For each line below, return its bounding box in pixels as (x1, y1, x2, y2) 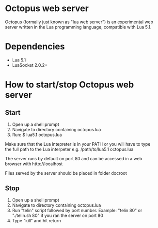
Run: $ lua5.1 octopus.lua (12, 132, 62, 137)
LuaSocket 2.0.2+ (12, 62, 47, 68)
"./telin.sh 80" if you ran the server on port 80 (12, 213, 103, 218)
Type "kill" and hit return (12, 217, 61, 223)
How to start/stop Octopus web (5, 79, 134, 90)
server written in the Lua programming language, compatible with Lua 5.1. (5, 24, 152, 30)
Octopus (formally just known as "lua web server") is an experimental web (5, 19, 154, 25)
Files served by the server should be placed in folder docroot (5, 170, 127, 176)
